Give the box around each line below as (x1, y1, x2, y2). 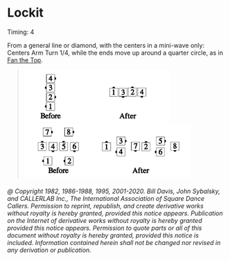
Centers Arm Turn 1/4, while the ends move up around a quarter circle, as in (7, 48, 224, 57)
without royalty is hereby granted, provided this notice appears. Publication (7, 209, 223, 217)
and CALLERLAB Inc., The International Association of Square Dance (7, 194, 205, 202)
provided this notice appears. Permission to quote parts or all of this (7, 224, 202, 232)
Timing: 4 (7, 28, 35, 36)
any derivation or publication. (7, 246, 91, 254)
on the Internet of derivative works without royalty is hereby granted (7, 216, 202, 224)
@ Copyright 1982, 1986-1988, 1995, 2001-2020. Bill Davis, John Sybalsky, (7, 187, 220, 195)
